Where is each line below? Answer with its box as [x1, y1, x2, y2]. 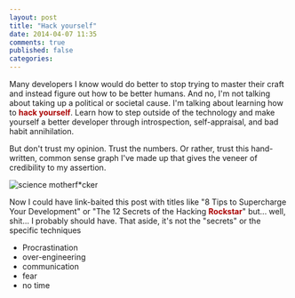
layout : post [9, 12, 58, 22]
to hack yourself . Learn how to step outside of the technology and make [9, 108, 275, 117]
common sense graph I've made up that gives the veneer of [38, 153, 258, 163]
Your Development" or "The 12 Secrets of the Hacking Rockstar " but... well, [9, 206, 286, 216]
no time [21, 280, 51, 290]
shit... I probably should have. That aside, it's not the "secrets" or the [9, 215, 261, 226]
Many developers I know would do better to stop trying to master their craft [9, 79, 284, 89]
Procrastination [21, 242, 78, 253]
